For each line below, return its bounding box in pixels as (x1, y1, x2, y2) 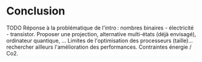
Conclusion (6, 4, 66, 18)
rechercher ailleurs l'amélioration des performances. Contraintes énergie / (6, 43, 192, 51)
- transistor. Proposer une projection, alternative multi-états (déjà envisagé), (6, 30, 197, 37)
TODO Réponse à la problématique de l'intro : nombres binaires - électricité (6, 24, 194, 31)
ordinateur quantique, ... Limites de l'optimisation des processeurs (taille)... (6, 37, 194, 44)
